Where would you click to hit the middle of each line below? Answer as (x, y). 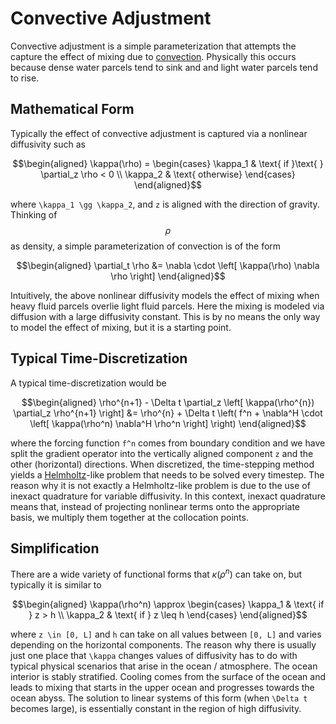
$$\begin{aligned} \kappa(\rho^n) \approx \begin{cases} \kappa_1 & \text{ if (168, 604)
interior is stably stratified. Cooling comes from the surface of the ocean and (168, 677)
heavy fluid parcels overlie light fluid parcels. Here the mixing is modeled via (167, 306)
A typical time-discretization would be (88, 383)
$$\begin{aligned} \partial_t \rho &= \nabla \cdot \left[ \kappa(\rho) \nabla (168, 265)
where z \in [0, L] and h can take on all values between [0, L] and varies (166, 634)
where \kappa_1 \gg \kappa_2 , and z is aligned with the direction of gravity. (165, 204)
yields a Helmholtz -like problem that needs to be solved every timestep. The (167, 474)
